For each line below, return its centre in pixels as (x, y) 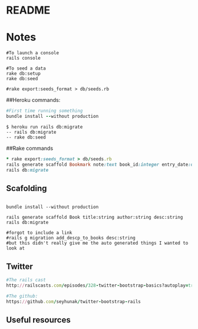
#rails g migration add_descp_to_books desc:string (71, 238)
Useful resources (38, 320)
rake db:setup (24, 74)
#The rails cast (26, 280)
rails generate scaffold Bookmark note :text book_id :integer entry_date (97, 164)
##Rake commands (30, 148)
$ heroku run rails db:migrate (44, 127)
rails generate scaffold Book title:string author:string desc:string (95, 218)
